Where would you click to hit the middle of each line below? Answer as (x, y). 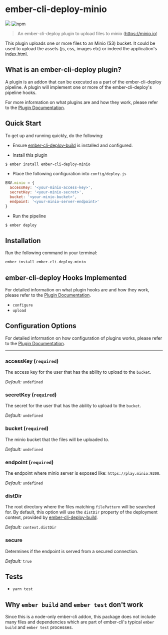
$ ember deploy (21, 225)
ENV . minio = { (20, 183)
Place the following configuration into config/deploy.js (69, 174)
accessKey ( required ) (32, 361)
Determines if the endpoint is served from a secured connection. (72, 551)
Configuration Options (41, 326)
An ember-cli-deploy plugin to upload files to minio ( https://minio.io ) (87, 33)
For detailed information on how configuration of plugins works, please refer (84, 338)
